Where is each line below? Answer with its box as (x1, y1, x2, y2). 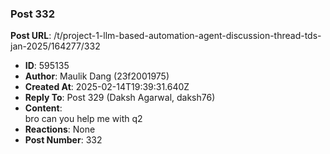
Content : (24, 102, 63, 114)
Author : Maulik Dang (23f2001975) (24, 70, 170, 82)
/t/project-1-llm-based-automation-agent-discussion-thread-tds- (53, 30, 322, 42)
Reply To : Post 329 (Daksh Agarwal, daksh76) (24, 92, 216, 104)
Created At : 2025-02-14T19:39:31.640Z (24, 81, 190, 93)
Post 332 (10, 7, 55, 21)
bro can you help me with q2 (24, 113, 143, 125)
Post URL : (10, 30, 52, 42)
